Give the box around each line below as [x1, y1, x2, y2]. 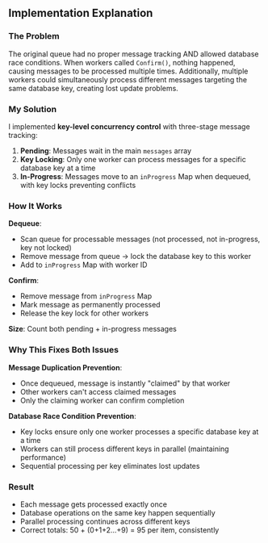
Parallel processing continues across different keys [19, 516, 191, 526]
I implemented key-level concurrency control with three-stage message [8, 121, 250, 132]
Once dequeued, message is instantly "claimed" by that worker [19, 378, 231, 388]
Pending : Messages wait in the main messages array [19, 145, 192, 156]
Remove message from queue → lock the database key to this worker [19, 252, 252, 261]
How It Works [8, 200, 63, 211]
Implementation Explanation [8, 6, 153, 20]
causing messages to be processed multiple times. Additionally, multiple [8, 66, 249, 76]
